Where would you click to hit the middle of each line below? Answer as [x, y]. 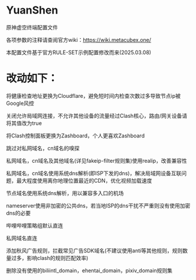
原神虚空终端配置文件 [32, 27]
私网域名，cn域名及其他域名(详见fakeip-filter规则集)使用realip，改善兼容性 [97, 160]
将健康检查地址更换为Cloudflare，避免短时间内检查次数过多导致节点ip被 [94, 95]
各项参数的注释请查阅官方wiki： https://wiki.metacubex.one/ [79, 39]
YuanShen [32, 10]
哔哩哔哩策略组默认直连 [35, 225]
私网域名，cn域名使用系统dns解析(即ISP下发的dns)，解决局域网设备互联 [94, 173]
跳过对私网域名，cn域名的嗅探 [43, 148]
